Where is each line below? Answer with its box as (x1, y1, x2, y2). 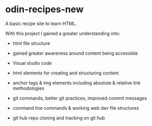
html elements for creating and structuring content (12, 70, 119, 76)
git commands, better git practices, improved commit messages (12, 95, 147, 101)
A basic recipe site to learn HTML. (5, 20, 77, 27)
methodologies (12, 85, 44, 91)
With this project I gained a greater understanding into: (5, 30, 120, 36)
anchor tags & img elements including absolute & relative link (12, 80, 141, 86)
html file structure (12, 40, 50, 46)
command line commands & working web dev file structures (12, 105, 139, 111)
